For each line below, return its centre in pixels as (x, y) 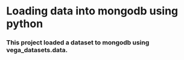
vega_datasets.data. (37, 50)
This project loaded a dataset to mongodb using (78, 43)
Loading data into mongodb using (92, 11)
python (25, 24)
